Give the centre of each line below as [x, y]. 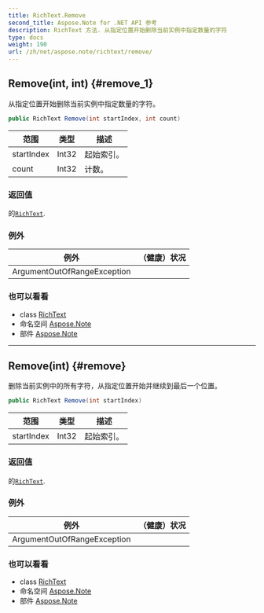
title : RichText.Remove [47, 15]
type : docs [26, 37]
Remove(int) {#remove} [67, 366]
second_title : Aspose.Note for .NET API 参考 [82, 23]
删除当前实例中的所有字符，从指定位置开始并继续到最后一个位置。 [115, 386]
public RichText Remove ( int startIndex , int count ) [94, 119]
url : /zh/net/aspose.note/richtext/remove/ [81, 52]
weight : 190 [27, 45]
